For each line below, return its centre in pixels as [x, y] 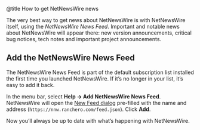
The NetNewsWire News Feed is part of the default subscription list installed [100, 72]
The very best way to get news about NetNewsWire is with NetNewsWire [96, 20]
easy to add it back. [30, 85]
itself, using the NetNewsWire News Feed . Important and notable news [93, 27]
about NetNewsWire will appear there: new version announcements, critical [99, 33]
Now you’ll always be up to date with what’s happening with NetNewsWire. [98, 120]
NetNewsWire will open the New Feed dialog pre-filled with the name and [96, 103]
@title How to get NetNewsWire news [53, 9]
